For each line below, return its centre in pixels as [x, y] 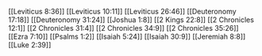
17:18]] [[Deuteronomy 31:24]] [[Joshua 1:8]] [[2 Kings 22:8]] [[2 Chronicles [131, 20]
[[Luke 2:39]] [30, 45]
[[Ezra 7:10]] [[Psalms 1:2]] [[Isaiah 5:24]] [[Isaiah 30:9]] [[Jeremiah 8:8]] [127, 36]
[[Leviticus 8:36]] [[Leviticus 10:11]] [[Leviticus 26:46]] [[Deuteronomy [122, 11]
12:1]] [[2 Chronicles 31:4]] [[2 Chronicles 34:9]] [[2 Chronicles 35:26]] [124, 28]
